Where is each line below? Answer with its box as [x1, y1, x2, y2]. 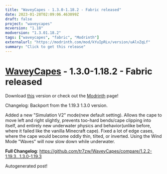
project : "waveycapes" [5, 21, 52, 26]
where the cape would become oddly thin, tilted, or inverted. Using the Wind [5, 133, 162, 139]
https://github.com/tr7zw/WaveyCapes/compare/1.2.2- [39, 148, 152, 154]
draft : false [5, 16, 32, 21]
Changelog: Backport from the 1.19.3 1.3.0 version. [5, 102, 108, 108]
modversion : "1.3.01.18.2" [5, 30, 61, 35]
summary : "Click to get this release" [5, 44, 86, 49]
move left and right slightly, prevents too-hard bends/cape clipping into [5, 117, 151, 123]
